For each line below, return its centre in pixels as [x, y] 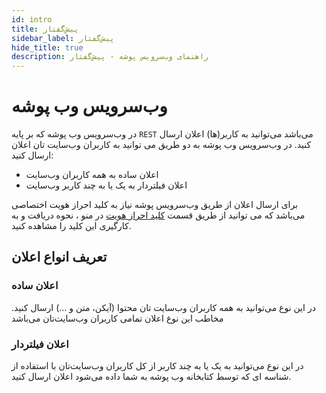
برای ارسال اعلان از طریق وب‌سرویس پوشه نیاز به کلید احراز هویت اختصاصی [155, 205]
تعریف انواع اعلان [59, 257]
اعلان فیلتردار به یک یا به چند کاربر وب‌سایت [106, 185]
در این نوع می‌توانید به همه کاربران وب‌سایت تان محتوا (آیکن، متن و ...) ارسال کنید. [163, 307]
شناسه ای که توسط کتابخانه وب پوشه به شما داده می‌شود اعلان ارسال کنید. [151, 377]
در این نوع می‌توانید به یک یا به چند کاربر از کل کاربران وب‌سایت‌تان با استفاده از [157, 366]
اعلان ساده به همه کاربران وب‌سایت [92, 175]
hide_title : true [47, 47]
